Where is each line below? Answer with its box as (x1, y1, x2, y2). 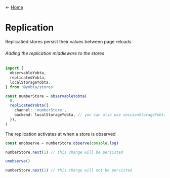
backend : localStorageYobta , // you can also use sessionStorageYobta (14, 112, 166, 117)
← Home (5, 5, 24, 10)
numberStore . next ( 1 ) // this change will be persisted (5, 150, 123, 155)
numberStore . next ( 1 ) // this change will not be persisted (5, 168, 133, 173)
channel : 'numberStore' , (14, 108, 67, 113)
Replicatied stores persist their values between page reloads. (5, 38, 133, 44)
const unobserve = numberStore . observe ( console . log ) (5, 141, 119, 146)
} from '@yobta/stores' (5, 84, 56, 90)
